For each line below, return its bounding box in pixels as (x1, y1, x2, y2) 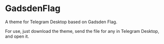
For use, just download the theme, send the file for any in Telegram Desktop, (5, 28, 160, 34)
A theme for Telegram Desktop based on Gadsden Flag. (5, 19, 117, 25)
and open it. (5, 33, 29, 39)
